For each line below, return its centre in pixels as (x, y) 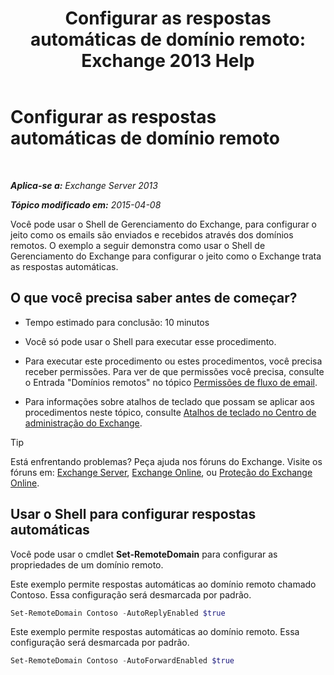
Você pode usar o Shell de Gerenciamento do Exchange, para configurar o (164, 224)
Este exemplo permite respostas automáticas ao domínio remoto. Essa (155, 632)
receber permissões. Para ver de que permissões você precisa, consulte (174, 371)
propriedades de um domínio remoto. (87, 564)
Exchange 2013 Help (168, 61)
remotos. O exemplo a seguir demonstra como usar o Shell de (138, 245)
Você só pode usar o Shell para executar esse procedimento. (150, 341)
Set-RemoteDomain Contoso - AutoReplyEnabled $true (118, 613)
